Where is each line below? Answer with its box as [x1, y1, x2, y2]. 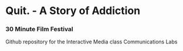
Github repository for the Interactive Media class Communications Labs [5, 38, 178, 45]
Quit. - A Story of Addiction [5, 4, 141, 18]
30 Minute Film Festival [5, 25, 74, 33]
